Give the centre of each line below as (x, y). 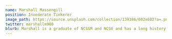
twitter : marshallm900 (29, 24)
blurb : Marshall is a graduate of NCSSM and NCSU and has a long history (86, 29)
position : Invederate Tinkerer (39, 15)
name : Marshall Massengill (34, 10)
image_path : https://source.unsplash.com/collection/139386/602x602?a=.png (88, 19)
